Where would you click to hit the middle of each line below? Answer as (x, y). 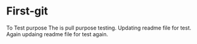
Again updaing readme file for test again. (57, 34)
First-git (27, 11)
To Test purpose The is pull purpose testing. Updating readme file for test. (99, 28)
